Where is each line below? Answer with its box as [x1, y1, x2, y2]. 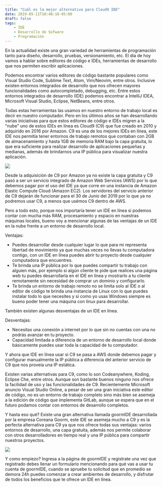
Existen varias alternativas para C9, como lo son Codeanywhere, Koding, [5, 371, 150, 377]
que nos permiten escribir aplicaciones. [5, 63, 84, 68]
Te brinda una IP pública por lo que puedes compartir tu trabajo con [12, 262, 147, 268]
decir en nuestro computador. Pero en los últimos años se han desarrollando [5, 113, 158, 118]
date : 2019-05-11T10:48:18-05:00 [5, 12, 73, 16]
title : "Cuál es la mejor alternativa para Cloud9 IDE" [5, 7, 120, 12]
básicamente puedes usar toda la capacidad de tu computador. [12, 342, 139, 348]
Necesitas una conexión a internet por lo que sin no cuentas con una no [12, 326, 156, 332]
